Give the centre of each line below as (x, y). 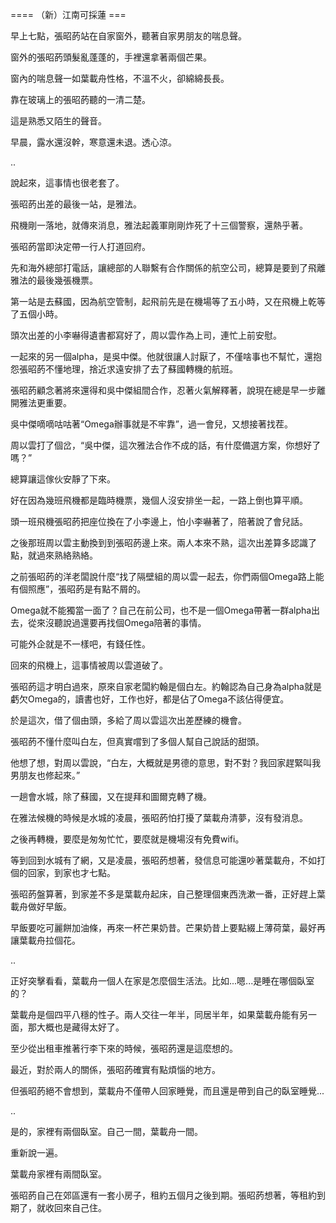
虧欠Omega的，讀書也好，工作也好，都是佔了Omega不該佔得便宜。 (150, 699)
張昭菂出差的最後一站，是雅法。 (76, 204)
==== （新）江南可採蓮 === (68, 14)
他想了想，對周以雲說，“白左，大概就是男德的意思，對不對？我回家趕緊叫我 (166, 762)
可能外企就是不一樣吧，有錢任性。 (80, 644)
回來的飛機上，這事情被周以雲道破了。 (89, 665)
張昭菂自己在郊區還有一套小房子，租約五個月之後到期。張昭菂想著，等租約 (163, 1195)
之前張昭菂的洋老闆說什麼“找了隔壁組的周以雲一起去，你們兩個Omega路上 (163, 576)
